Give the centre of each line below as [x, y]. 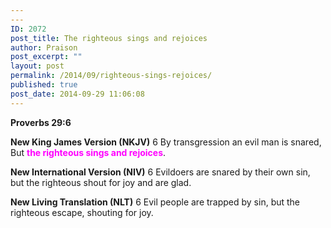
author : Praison [44, 47]
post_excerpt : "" [46, 57]
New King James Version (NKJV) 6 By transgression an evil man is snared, [166, 142]
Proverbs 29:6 [41, 122]
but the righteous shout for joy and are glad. [101, 182]
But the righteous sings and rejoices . [88, 152]
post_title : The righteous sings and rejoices [109, 38]
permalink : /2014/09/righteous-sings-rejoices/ [111, 76]
